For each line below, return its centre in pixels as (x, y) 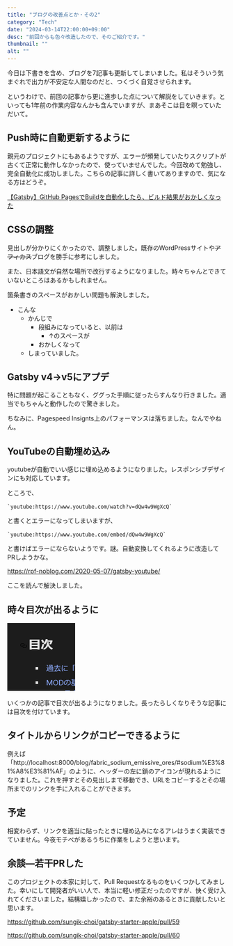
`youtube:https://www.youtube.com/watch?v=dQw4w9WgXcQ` (90, 507)
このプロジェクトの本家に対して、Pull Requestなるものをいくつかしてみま (113, 881)
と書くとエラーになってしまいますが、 (62, 521)
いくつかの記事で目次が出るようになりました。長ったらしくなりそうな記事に (117, 703)
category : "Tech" (32, 22)
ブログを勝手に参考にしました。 (77, 256)
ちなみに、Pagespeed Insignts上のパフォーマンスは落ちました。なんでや (111, 418)
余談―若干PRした (45, 864)
